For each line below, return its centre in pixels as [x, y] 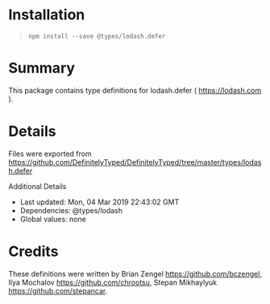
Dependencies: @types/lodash [71, 210]
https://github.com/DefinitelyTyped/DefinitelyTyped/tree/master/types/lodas [135, 162]
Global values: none [53, 219]
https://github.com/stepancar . [58, 290]
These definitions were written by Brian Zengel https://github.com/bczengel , [135, 273]
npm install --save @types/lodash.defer [97, 36]
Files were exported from [50, 154]
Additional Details [37, 186]
